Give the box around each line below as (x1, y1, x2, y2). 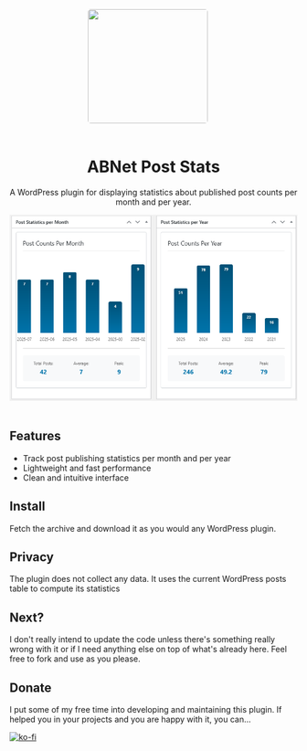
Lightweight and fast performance (22, 462, 152, 473)
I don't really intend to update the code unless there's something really (9, 634, 276, 645)
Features (9, 428, 61, 444)
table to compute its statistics (9, 583, 121, 594)
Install (9, 499, 46, 514)
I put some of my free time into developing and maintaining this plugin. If (9, 704, 282, 715)
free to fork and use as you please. (9, 653, 142, 664)
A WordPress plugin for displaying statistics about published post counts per (9, 186, 298, 197)
